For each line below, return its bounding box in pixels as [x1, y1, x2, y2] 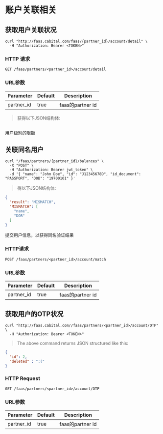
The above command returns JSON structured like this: [17, 340, 129, 346]
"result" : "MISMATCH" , [9, 200, 56, 204]
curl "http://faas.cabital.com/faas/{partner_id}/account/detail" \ [5, 39, 148, 44]
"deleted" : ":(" [9, 359, 45, 364]
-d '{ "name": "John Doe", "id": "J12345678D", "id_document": [9, 172, 141, 177]
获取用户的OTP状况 [5, 310, 64, 318]
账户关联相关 [5, 4, 57, 16]
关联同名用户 [5, 145, 44, 154]
